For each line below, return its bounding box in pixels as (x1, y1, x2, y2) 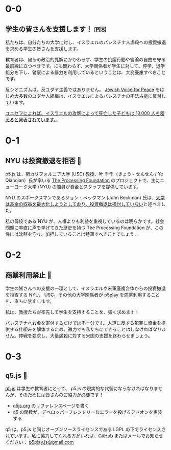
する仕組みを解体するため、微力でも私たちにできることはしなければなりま (9, 326, 166, 332)
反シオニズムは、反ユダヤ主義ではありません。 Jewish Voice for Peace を (5, 86, 160, 93)
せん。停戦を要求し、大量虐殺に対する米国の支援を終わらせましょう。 (5, 333, 153, 339)
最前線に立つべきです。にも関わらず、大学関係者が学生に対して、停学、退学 (5, 63, 165, 69)
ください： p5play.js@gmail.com (5, 439, 74, 445)
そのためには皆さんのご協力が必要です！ (18, 392, 104, 398)
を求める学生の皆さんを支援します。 (5, 46, 81, 52)
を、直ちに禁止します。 (5, 298, 55, 304)
